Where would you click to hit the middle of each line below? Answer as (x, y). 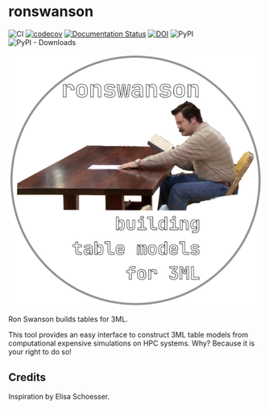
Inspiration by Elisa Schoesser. (59, 396)
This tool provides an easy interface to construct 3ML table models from (128, 335)
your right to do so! (40, 352)
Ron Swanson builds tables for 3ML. (68, 319)
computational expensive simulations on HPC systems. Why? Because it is (132, 343)
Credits (27, 377)
